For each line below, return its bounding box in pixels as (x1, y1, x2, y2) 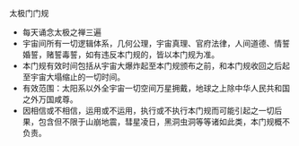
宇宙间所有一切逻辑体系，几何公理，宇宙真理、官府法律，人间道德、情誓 (22, 39, 290, 48)
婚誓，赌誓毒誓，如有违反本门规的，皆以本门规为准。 (22, 49, 220, 60)
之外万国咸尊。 (22, 94, 78, 105)
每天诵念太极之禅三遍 (22, 27, 101, 38)
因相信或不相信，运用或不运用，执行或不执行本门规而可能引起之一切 (22, 106, 275, 116)
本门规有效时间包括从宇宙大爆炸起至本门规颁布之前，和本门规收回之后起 (22, 61, 290, 71)
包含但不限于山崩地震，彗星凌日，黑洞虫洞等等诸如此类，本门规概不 (38, 116, 290, 127)
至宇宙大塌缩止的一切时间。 (22, 72, 126, 82)
